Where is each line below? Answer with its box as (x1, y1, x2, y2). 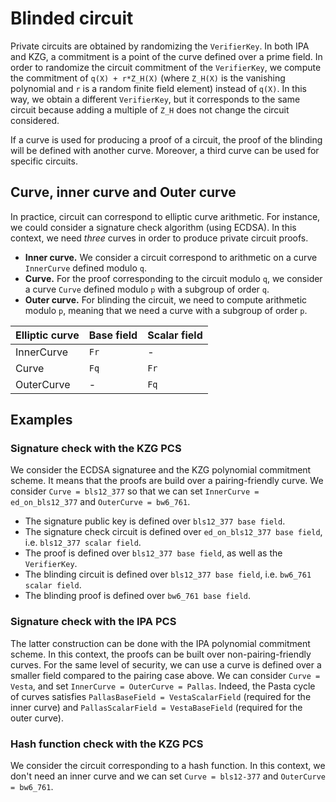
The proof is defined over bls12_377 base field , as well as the (24, 547, 283, 559)
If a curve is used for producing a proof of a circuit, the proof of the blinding (10, 133, 323, 146)
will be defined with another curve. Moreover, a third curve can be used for (10, 144, 320, 156)
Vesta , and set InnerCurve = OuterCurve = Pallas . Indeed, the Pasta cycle (10, 680, 316, 692)
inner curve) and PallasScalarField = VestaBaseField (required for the (10, 701, 303, 713)
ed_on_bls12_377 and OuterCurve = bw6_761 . (10, 496, 191, 508)
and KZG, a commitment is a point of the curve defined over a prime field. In (10, 50, 323, 62)
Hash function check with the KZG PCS (10, 737, 204, 751)
